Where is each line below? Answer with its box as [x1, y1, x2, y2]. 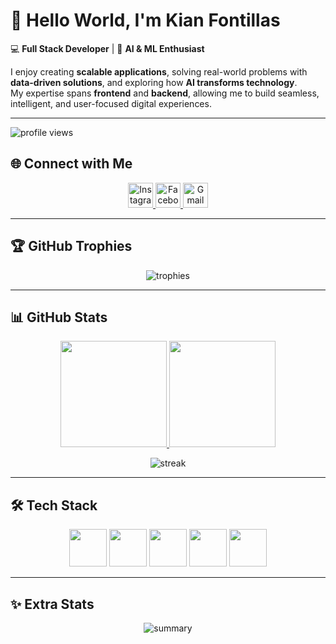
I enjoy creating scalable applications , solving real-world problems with [10, 65, 308, 78]
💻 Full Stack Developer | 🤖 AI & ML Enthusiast [10, 42, 205, 54]
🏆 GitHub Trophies [10, 238, 133, 255]
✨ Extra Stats [10, 595, 95, 613]
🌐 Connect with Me [10, 155, 133, 173]
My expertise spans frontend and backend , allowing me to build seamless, [10, 87, 320, 99]
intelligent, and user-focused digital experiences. [10, 97, 212, 109]
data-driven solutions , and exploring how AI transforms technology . [10, 76, 298, 88]
